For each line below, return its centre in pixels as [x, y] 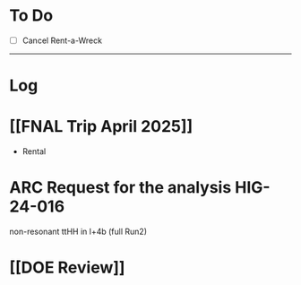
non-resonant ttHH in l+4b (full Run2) [78, 232]
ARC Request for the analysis [120, 188]
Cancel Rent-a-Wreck [62, 40]
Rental [34, 151]
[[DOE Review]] [67, 268]
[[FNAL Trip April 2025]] [101, 127]
